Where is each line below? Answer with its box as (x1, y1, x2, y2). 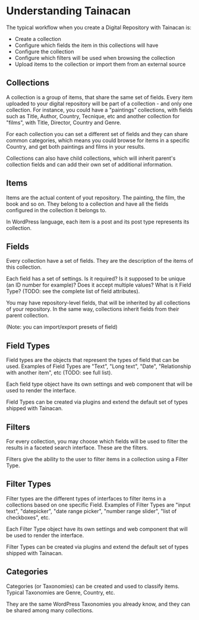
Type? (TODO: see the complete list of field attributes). (6, 288, 140, 295)
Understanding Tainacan (6, 4, 131, 18)
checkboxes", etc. (6, 514, 50, 521)
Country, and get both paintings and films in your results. (6, 143, 146, 150)
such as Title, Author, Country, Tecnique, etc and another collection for (6, 112, 180, 119)
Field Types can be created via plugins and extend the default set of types (6, 398, 188, 405)
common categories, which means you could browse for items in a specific (6, 137, 190, 144)
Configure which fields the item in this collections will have (14, 42, 159, 49)
